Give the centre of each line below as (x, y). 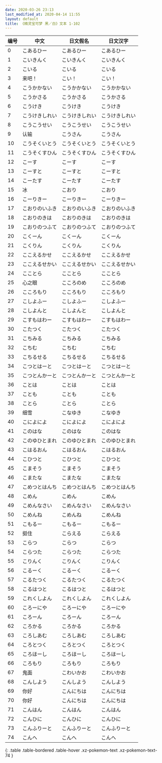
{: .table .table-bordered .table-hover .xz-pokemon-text (62, 750)
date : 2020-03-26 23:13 (30, 10)
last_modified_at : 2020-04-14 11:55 (43, 14)
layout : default (22, 19)
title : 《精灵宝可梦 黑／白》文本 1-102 (43, 24)
